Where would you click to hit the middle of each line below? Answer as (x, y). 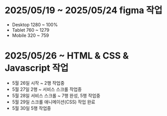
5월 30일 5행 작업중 (31, 108)
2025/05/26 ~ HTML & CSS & (67, 56)
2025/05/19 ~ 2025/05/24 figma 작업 (84, 10)
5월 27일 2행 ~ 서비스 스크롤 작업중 (47, 89)
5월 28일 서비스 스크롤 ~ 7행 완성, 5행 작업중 (56, 95)
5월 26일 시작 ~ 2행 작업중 (38, 83)
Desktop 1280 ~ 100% (35, 24)
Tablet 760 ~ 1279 (31, 30)
